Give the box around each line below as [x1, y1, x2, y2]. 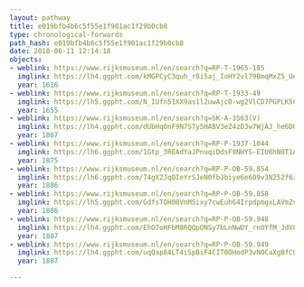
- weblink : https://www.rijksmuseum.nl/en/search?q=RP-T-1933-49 [9, 88, 261, 97]
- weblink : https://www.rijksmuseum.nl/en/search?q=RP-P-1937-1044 [9, 139, 270, 148]
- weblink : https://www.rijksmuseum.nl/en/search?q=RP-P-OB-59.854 [9, 164, 270, 173]
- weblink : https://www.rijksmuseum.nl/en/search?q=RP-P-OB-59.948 [9, 214, 270, 224]
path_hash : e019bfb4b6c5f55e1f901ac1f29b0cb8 [9, 38, 184, 48]
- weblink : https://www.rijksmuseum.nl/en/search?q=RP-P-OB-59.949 [9, 240, 270, 249]
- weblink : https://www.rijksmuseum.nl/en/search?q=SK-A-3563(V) [9, 114, 261, 123]
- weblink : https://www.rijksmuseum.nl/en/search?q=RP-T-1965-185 [9, 64, 265, 73]
